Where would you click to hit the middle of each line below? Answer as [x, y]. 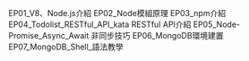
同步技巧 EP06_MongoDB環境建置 [162, 35]
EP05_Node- [217, 24]
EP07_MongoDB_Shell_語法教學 [66, 47]
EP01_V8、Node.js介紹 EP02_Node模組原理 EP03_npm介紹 [117, 13]
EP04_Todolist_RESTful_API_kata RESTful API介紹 [100, 24]
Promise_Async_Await [49, 35]
